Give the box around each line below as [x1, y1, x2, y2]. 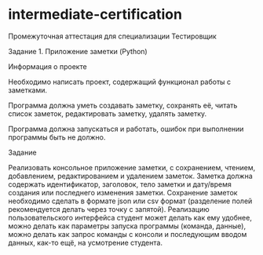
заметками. [8, 85, 48, 95]
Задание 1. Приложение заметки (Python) [8, 46, 148, 56]
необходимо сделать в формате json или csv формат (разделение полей [8, 196, 253, 206]
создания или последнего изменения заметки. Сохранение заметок [8, 188, 238, 197]
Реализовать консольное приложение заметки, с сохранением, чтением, [8, 162, 256, 172]
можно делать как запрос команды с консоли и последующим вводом [8, 229, 247, 239]
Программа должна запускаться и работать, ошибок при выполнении [8, 124, 244, 133]
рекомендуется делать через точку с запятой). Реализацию [8, 204, 210, 213]
